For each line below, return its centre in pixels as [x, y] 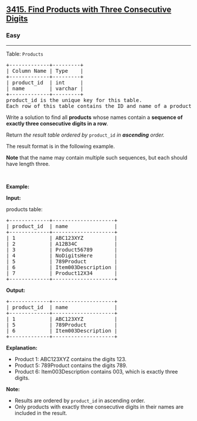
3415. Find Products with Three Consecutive [89, 10]
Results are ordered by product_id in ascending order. [80, 400]
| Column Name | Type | [45, 71]
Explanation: [22, 348]
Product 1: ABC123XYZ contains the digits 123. [71, 359]
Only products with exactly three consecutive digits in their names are [99, 406]
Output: [16, 290]
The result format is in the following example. [61, 146]
